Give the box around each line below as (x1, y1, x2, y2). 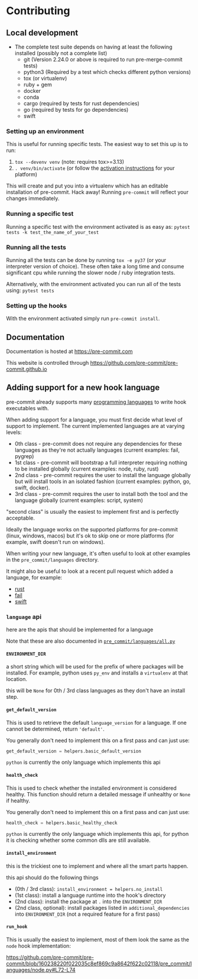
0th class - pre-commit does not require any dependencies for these (14, 440, 182, 447)
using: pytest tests (6, 287, 54, 294)
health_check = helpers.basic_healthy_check (6, 820, 118, 826)
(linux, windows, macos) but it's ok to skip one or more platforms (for (6, 532, 174, 539)
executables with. (6, 404, 49, 411)
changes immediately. (6, 195, 60, 202)
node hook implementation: (6, 942, 71, 949)
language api (6, 612, 42, 621)
